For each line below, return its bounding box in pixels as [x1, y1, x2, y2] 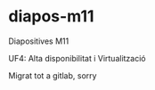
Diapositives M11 [8, 36, 69, 46]
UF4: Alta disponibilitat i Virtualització [8, 53, 146, 63]
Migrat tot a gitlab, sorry [8, 70, 97, 81]
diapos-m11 [8, 6, 94, 27]
